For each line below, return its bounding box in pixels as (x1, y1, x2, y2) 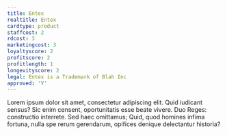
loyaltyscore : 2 (7, 48, 53, 55)
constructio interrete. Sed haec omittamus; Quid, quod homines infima (7, 113, 205, 121)
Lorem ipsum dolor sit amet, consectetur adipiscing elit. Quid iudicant (7, 98, 203, 106)
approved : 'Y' (7, 80, 48, 87)
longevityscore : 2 (7, 67, 59, 74)
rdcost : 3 (7, 35, 36, 42)
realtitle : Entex (7, 16, 57, 23)
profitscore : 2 (7, 55, 51, 61)
